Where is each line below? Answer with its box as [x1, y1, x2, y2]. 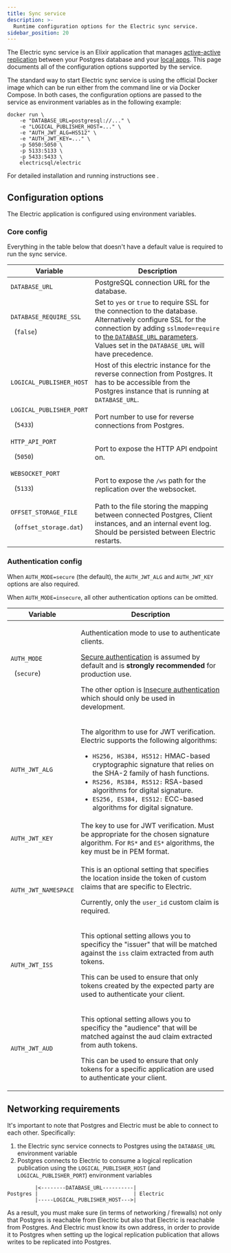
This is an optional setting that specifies [80, 865, 209, 874]
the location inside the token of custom [80, 873, 206, 883]
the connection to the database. [95, 306, 198, 316]
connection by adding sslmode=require [95, 324, 220, 333]
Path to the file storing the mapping [95, 502, 208, 512]
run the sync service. [7, 250, 67, 258]
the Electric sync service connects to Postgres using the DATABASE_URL [16, 1142, 216, 1150]
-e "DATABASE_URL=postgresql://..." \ [19, 118, 131, 125]
